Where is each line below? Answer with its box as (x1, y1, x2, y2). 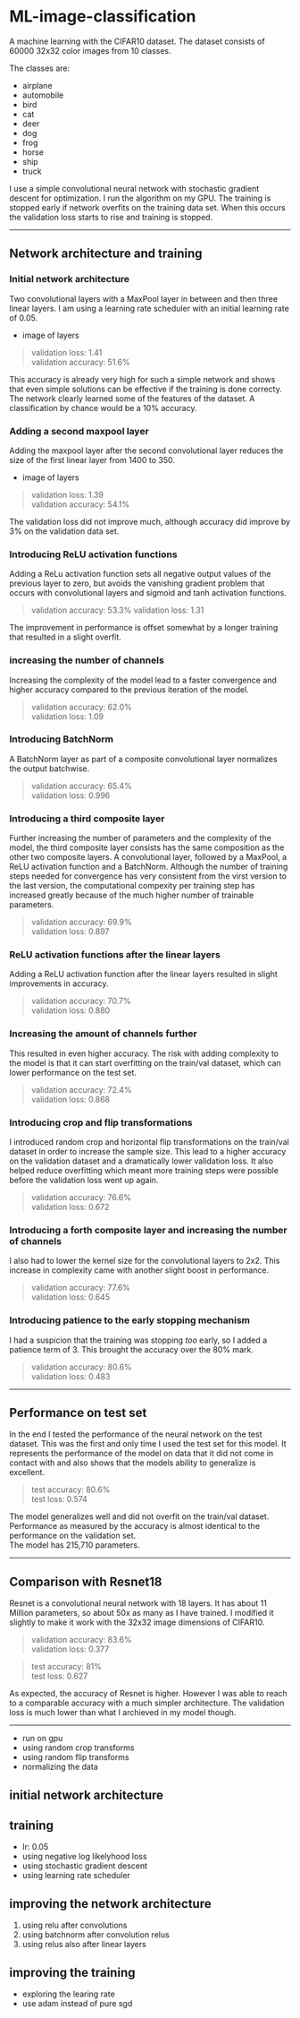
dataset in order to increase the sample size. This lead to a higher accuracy (9, 1146, 287, 1156)
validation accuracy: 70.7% (30, 996, 131, 1007)
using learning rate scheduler (21, 1870, 131, 1881)
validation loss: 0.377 (30, 1644, 110, 1654)
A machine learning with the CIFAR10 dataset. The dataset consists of (9, 36, 265, 47)
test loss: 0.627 (30, 1670, 88, 1681)
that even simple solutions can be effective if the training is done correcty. (9, 383, 283, 394)
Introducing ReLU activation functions (9, 548, 178, 561)
